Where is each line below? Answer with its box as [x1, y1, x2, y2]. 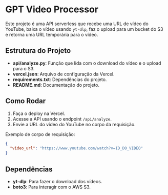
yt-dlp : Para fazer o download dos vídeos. [12, 179, 102, 184]
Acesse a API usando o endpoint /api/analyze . [12, 115, 112, 122]
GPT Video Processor [5, 4, 99, 15]
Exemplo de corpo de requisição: [5, 131, 75, 137]
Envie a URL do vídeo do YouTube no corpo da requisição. [12, 121, 136, 127]
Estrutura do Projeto [5, 46, 71, 55]
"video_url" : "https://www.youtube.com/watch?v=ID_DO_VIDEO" [10, 146, 143, 151]
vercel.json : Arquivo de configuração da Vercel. [12, 71, 115, 77]
